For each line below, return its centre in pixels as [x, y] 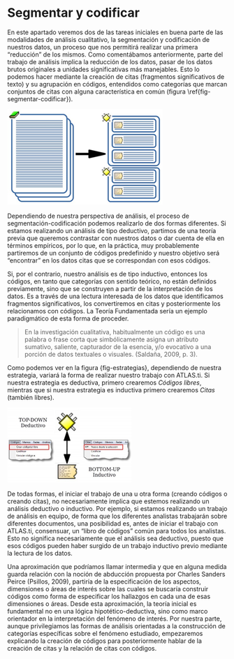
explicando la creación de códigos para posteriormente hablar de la [105, 641]
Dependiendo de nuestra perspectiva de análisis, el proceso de [98, 216]
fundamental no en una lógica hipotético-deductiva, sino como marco [108, 611]
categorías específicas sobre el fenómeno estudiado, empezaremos [105, 633]
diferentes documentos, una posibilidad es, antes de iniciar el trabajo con [113, 523]
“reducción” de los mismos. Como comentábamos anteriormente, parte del [115, 54]
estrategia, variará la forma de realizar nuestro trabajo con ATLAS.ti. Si [109, 375]
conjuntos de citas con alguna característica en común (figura [97, 91]
